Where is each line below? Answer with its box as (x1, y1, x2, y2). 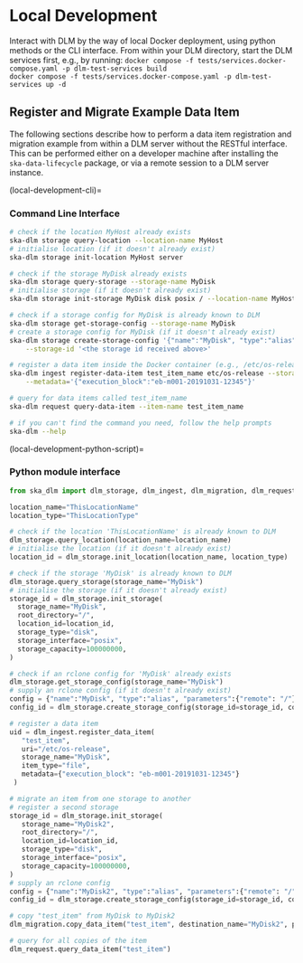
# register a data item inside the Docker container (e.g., (9, 361, 241, 370)
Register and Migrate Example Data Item (9, 105, 241, 120)
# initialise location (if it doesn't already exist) (9, 244, 216, 253)
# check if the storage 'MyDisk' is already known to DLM (9, 569, 232, 578)
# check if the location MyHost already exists (9, 228, 192, 237)
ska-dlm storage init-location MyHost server (9, 252, 183, 262)
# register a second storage (9, 802, 119, 812)
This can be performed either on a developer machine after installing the (9, 147, 279, 158)
